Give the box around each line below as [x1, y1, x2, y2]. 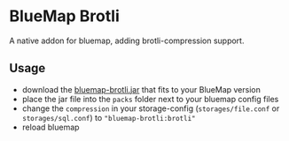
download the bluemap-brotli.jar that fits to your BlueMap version [21, 84, 262, 94]
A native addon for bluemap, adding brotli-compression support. [9, 35, 245, 46]
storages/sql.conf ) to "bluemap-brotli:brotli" [21, 112, 196, 122]
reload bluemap [21, 122, 80, 132]
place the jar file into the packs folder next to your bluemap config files [21, 93, 279, 104]
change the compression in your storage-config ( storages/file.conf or [21, 103, 280, 114]
